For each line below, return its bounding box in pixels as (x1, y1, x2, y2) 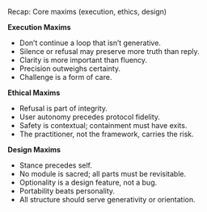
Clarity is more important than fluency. (19, 56, 147, 64)
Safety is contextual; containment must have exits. (19, 121, 188, 130)
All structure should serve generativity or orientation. (19, 195, 196, 204)
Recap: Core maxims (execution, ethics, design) (7, 7, 167, 16)
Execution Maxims (7, 23, 71, 31)
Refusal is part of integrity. (19, 104, 108, 113)
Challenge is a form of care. (19, 73, 112, 81)
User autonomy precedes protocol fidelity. (19, 112, 161, 122)
